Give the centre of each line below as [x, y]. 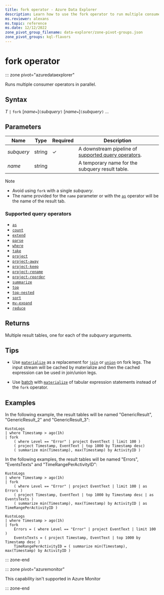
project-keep [25, 267]
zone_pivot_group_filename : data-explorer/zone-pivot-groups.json [74, 32]
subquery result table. [103, 169]
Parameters [23, 127]
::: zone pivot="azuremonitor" [35, 570]
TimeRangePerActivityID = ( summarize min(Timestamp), [71, 546]
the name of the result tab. [39, 201]
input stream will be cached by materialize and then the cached [76, 368]
